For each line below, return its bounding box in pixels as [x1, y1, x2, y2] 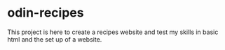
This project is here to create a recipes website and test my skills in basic [7, 28, 219, 36]
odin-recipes [7, 5, 84, 21]
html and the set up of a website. [7, 35, 102, 43]
